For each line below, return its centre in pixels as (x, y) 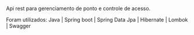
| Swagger (18, 26)
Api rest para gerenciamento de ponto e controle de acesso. (78, 8)
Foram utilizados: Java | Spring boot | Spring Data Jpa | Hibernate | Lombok (97, 20)
